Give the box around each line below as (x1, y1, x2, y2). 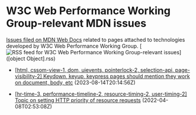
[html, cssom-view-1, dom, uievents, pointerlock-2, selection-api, (14, 66, 174, 73)
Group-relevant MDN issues (6, 17, 147, 30)
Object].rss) (26, 55, 56, 62)
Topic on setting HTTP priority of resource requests (14, 96, 141, 104)
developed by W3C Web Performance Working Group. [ (6, 42, 142, 50)
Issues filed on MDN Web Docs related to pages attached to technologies (6, 36, 185, 43)
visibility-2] (14, 73, 43, 80)
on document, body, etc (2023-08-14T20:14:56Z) (14, 78, 136, 86)
